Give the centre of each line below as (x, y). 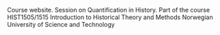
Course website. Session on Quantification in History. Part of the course (109, 10)
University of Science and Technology (61, 24)
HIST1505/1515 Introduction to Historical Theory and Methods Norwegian (110, 17)
